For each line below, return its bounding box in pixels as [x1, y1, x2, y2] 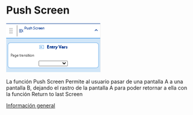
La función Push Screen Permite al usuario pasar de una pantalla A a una [6, 78, 184, 85]
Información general [6, 101, 55, 109]
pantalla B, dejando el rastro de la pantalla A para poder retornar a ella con [6, 84, 188, 91]
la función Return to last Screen [6, 90, 83, 97]
